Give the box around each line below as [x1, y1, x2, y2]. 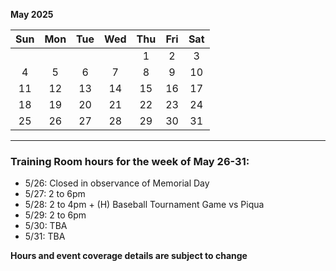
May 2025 [10, 9, 54, 20]
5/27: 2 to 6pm [24, 188, 86, 200]
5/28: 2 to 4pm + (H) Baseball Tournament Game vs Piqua [24, 199, 265, 211]
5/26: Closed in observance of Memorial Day [24, 177, 210, 189]
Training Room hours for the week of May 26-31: [10, 154, 250, 168]
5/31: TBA [24, 230, 66, 243]
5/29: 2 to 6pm [24, 209, 87, 221]
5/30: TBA [24, 220, 68, 232]
